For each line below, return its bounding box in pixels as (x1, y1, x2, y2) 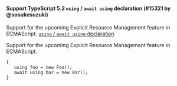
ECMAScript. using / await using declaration (6, 30, 115, 38)
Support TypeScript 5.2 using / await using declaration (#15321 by (6, 5, 171, 12)
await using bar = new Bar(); (14, 70, 88, 76)
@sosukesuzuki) (6, 11, 48, 18)
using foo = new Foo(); (14, 65, 73, 71)
